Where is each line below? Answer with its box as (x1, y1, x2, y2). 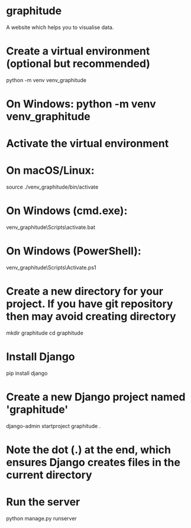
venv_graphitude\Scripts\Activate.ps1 (6, 264, 96, 271)
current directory (6, 468, 93, 482)
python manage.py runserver (6, 515, 77, 521)
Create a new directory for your (6, 285, 164, 298)
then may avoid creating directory (6, 310, 176, 323)
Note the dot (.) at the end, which (6, 443, 171, 456)
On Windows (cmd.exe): (6, 204, 128, 218)
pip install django (6, 370, 48, 377)
